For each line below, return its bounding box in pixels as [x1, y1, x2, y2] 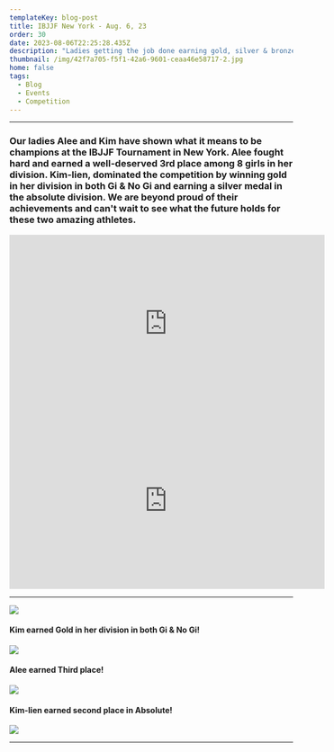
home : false [9, 64, 54, 73]
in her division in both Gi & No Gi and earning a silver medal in [9, 180, 283, 192]
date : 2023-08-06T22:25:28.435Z [9, 38, 131, 48]
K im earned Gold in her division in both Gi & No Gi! [9, 624, 201, 635]
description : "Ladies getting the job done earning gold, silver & [9, 47, 268, 56]
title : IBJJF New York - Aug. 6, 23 [9, 22, 147, 31]
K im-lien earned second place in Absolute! [9, 704, 173, 715]
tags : [9, 72, 30, 81]
